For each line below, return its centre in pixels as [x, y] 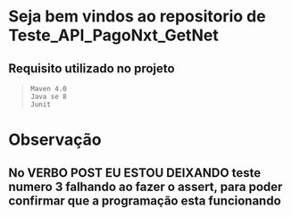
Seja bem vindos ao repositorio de [137, 17]
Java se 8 [49, 96]
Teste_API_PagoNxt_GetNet [114, 35]
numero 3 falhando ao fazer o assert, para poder [146, 186]
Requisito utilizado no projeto [92, 68]
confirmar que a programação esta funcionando [145, 200]
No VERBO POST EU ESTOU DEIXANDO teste [134, 173]
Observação [55, 140]
